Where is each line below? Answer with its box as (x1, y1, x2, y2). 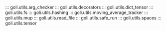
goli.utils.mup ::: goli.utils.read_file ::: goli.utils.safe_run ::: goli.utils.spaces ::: (5, 15, 162, 20)
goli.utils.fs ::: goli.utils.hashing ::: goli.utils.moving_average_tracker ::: (5, 9, 148, 15)
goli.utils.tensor (5, 20, 37, 26)
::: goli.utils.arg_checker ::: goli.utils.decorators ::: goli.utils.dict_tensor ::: (5, 4, 154, 10)
